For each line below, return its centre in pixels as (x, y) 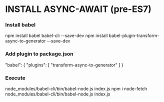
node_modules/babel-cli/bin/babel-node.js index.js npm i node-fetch (76, 89)
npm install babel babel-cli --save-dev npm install (56, 35)
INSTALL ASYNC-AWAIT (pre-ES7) (78, 9)
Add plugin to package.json (39, 54)
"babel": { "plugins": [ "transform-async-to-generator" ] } (64, 65)
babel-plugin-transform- (134, 35)
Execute (15, 77)
